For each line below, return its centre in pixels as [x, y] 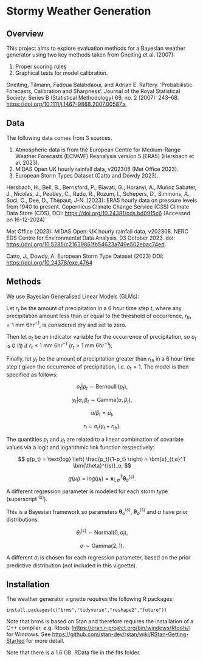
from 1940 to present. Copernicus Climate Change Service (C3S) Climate [98, 206]
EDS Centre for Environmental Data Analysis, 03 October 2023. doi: [91, 238]
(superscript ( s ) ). [27, 498]
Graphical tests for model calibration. [61, 73]
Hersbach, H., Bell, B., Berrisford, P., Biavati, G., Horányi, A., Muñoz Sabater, [101, 187]
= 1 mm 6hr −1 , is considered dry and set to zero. [66, 324]
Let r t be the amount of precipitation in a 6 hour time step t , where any [94, 309]
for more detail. [46, 641]
